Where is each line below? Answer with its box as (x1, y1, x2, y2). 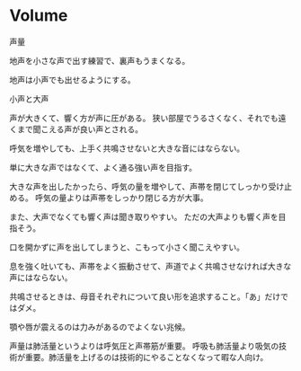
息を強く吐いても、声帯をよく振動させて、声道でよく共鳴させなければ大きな (9, 261, 292, 271)
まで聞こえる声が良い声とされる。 (16, 123, 144, 135)
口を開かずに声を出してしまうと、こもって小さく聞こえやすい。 (9, 242, 245, 252)
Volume (9, 5, 68, 26)
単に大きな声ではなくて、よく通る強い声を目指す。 (9, 162, 198, 172)
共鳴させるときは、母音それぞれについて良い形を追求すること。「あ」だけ (9, 291, 281, 302)
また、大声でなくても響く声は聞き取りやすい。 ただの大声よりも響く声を (9, 211, 279, 222)
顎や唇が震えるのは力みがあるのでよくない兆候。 (9, 321, 190, 332)
